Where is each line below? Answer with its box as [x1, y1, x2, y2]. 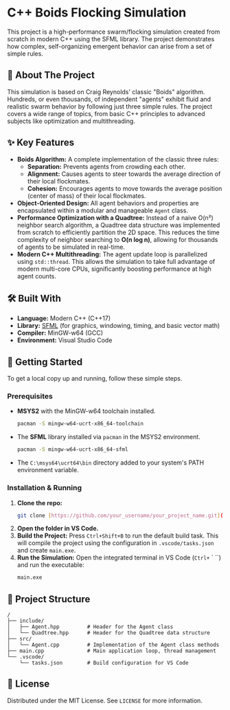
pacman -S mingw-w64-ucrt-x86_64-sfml [16, 446, 128, 453]
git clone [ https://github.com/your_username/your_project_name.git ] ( [16, 512, 224, 519]
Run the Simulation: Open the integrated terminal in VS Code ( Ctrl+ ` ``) [16, 553, 222, 562]
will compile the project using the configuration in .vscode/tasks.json [16, 539, 214, 547]
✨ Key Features [7, 137, 74, 148]
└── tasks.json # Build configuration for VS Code [19, 660, 189, 667]
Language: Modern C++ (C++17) [16, 314, 111, 322]
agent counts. [16, 271, 57, 280]
